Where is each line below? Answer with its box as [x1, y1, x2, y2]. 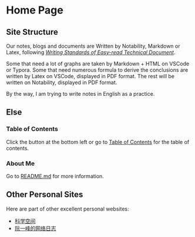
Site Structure [6, 27, 59, 37]
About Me [6, 159, 35, 168]
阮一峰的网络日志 [14, 225, 56, 232]
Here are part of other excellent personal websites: [6, 205, 129, 212]
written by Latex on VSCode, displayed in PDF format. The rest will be [6, 73, 175, 79]
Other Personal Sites [6, 189, 83, 200]
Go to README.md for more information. [6, 172, 104, 179]
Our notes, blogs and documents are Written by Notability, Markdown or [6, 42, 180, 49]
